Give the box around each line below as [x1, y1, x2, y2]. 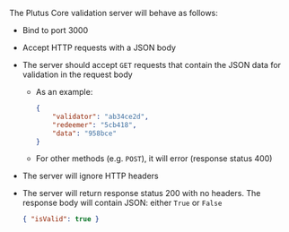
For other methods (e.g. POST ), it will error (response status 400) [35, 153, 273, 164]
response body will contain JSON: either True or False [22, 197, 223, 209]
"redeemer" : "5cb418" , [52, 120, 137, 129]
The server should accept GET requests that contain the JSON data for [22, 60, 281, 70]
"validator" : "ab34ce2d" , [52, 112, 150, 121]
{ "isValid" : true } [22, 215, 100, 224]
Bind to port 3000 [22, 25, 89, 35]
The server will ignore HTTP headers [22, 170, 159, 182]
